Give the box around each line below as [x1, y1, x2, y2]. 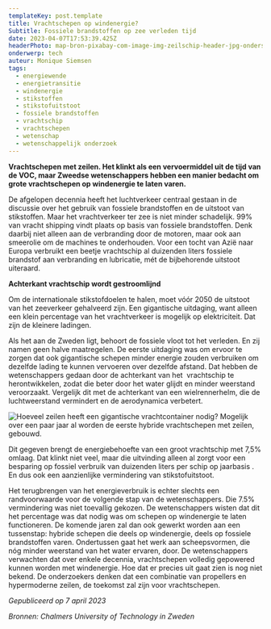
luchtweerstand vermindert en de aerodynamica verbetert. [8, 396, 203, 405]
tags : [8, 65, 27, 73]
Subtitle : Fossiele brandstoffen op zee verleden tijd [8, 27, 197, 35]
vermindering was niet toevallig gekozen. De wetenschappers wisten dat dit [8, 502, 261, 513]
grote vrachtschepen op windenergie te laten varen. [8, 178, 187, 188]
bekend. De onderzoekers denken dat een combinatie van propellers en [8, 571, 247, 581]
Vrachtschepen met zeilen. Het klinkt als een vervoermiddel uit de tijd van [8, 161, 261, 171]
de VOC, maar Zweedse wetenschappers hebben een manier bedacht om [8, 170, 260, 180]
